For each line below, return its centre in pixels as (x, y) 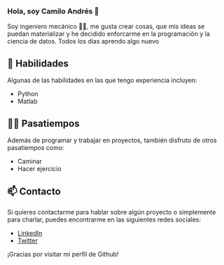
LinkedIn (30, 233)
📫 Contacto (34, 192)
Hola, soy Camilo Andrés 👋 (53, 11)
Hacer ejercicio (39, 168)
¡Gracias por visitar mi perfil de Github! (63, 254)
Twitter (28, 240)
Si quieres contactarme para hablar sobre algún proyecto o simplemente (112, 212)
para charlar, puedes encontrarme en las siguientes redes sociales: (104, 219)
